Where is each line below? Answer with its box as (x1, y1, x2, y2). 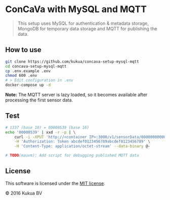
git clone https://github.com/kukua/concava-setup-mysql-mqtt (5, 59, 139, 64)
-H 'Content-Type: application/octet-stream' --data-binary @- (14, 144, 151, 149)
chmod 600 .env (5, 73, 37, 78)
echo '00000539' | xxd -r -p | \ (5, 130, 76, 135)
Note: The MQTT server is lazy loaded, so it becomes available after (5, 92, 148, 97)
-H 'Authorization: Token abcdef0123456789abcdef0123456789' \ (14, 139, 151, 144)
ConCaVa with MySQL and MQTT (5, 4, 147, 15)
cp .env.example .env (5, 68, 51, 74)
